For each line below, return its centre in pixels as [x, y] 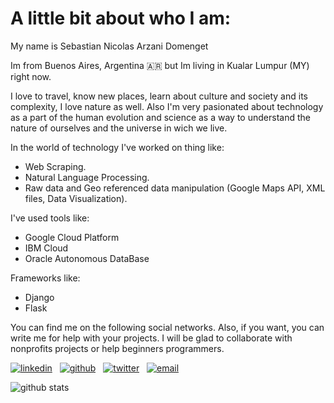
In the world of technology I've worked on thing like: [117, 147]
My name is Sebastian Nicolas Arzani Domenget [109, 46]
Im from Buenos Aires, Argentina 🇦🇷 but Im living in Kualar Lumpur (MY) [160, 65]
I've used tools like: [50, 218]
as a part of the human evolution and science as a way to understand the [160, 117]
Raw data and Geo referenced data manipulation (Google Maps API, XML [175, 188]
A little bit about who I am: [121, 18]
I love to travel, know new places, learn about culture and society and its [159, 96]
